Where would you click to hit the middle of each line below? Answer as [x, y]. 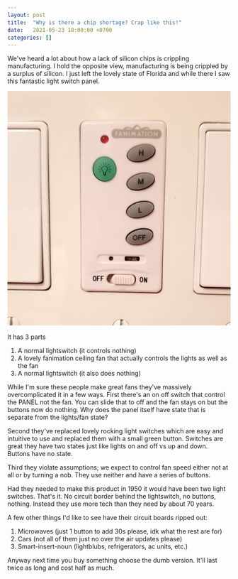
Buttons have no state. [40, 454]
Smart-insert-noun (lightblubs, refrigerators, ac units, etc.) [103, 546]
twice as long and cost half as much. [61, 568]
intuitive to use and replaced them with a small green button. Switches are [115, 439]
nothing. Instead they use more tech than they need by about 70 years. [111, 504]
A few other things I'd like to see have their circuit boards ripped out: [107, 518]
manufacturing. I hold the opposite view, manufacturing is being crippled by [118, 66]
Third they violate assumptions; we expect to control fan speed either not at [118, 467]
